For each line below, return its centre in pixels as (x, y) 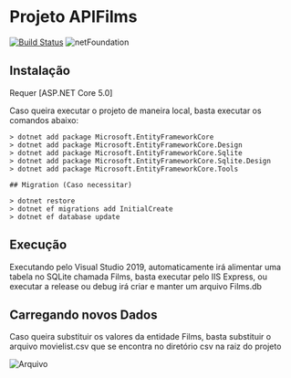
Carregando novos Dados (83, 315)
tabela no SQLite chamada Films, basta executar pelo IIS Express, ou (138, 277)
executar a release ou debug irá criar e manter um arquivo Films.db (136, 286)
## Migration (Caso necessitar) (71, 184)
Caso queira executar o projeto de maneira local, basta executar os (135, 110)
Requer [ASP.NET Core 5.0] (61, 92)
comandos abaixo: (44, 120)
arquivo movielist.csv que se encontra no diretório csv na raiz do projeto (145, 346)
